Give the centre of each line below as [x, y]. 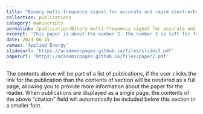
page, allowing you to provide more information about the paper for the [95, 86]
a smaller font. [24, 105]
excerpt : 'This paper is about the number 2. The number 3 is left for [98, 34]
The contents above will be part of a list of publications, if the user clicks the [101, 73]
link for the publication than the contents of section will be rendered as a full [101, 80]
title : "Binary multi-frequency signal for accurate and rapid [88, 12]
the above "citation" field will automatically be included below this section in [101, 99]
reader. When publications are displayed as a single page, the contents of [98, 92]
